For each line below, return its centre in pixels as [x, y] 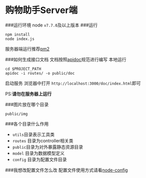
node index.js [20, 39]
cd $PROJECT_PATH [23, 69]
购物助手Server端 [41, 10]
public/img [16, 114]
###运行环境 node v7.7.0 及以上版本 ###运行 [51, 25]
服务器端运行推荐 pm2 [27, 48]
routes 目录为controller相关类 [43, 140]
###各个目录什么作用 [27, 123]
